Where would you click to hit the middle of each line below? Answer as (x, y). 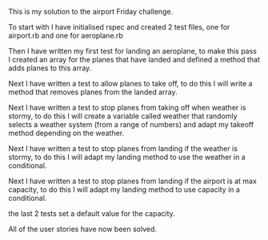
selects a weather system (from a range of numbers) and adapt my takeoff (131, 124)
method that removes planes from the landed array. (93, 92)
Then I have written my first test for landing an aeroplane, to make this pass (133, 51)
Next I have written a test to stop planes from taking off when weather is (127, 108)
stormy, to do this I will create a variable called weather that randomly (123, 116)
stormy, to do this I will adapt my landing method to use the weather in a (127, 157)
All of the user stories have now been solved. (83, 229)
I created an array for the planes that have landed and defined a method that (134, 60)
